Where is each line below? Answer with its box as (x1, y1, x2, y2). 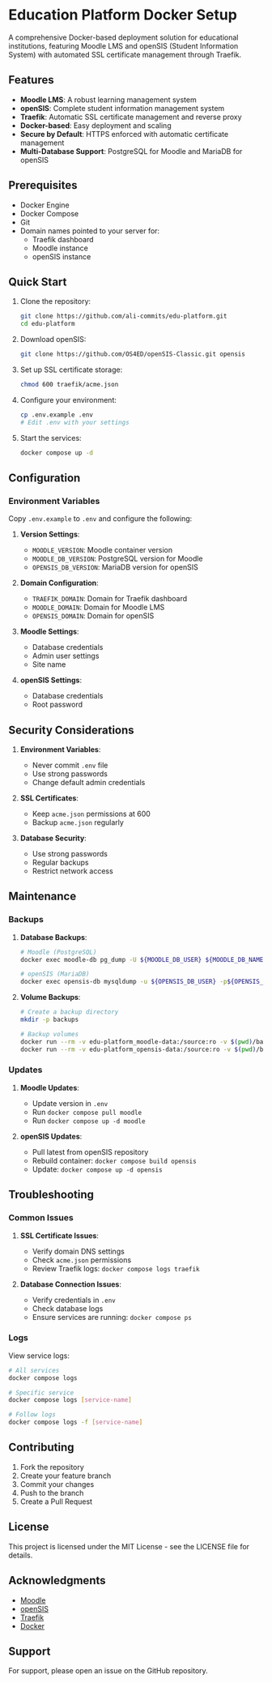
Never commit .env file (32, 760, 108, 770)
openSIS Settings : (19, 675, 83, 686)
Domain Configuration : (19, 578, 99, 588)
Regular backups (32, 857, 89, 867)
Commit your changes (19, 1479, 95, 1489)
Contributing (8, 1441, 74, 1454)
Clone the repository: (19, 297, 91, 306)
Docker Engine (19, 200, 70, 210)
